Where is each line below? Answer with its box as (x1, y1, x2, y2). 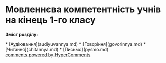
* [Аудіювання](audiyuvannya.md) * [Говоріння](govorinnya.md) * (5, 41, 146, 47)
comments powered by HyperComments (5, 52, 91, 58)
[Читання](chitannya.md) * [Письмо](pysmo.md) (5, 46, 109, 52)
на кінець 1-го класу (5, 14, 96, 26)
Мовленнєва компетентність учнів (5, 4, 161, 15)
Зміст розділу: (5, 31, 38, 37)
